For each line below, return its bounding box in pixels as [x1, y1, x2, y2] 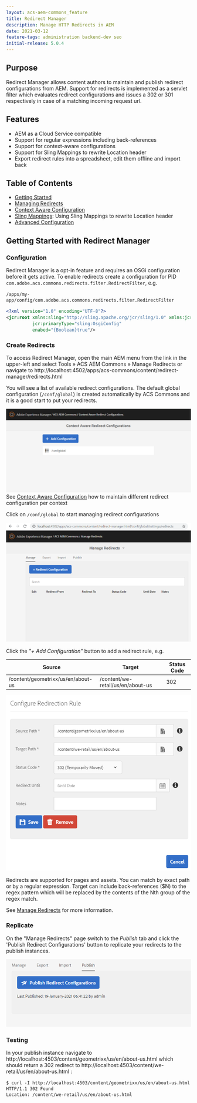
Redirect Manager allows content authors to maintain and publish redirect [6, 78, 184, 85]
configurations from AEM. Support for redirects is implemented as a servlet [6, 85, 188, 92]
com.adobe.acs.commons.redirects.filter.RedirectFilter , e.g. [6, 279, 158, 286]
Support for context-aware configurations [14, 142, 116, 149]
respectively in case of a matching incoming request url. [6, 97, 142, 104]
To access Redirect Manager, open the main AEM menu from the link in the [6, 354, 187, 361]
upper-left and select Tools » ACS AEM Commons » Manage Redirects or [6, 360, 183, 367]
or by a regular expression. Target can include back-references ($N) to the [6, 883, 186, 890]
